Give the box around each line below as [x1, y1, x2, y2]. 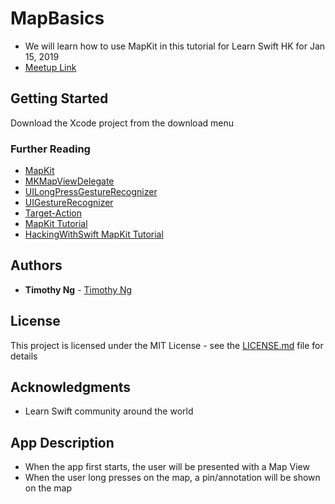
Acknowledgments [10, 379, 132, 396]
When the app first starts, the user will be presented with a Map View [24, 461, 310, 473]
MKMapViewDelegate [24, 175, 115, 187]
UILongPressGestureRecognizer [24, 186, 158, 198]
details [10, 350, 38, 362]
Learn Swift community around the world [24, 405, 194, 417]
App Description [10, 434, 115, 451]
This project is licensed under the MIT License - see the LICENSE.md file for [10, 339, 324, 351]
